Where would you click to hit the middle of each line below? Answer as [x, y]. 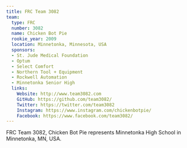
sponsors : [23, 50]
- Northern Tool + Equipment [47, 72]
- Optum [21, 61]
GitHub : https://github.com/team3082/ [64, 99]
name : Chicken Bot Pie [39, 34]
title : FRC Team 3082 [33, 11]
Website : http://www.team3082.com [59, 94]
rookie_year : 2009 [34, 39]
